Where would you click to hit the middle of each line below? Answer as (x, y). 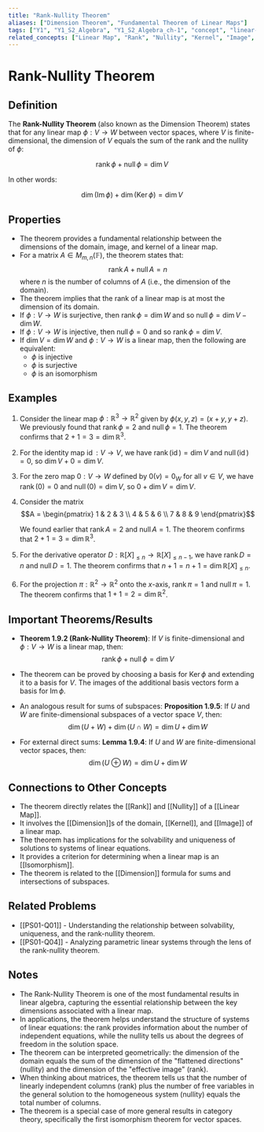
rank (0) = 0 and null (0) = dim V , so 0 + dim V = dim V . (108, 486)
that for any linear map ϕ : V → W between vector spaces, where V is (121, 132)
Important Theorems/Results (81, 619)
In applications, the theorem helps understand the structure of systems (134, 1019)
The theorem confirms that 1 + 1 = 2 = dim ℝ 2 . (93, 594)
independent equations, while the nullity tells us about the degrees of (132, 1035)
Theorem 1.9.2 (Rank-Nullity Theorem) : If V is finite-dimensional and (132, 638)
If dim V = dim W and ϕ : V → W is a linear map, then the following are (133, 340)
